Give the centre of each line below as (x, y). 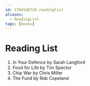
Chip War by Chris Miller (37, 73)
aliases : (14, 14)
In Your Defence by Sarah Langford (49, 62)
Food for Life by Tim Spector (42, 67)
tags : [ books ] (20, 24)
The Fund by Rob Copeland (40, 78)
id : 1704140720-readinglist (34, 10)
